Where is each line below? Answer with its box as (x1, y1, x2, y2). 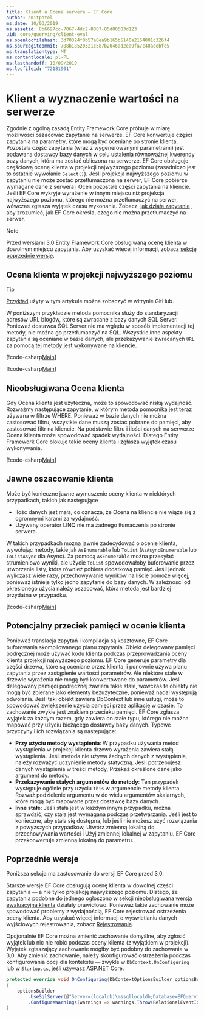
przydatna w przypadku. (6, 591, 68, 599)
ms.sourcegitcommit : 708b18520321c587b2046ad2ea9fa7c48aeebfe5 (6, 43, 170, 49)
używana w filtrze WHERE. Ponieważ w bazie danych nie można (6, 412, 167, 419)
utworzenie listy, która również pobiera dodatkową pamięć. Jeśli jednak (6, 565, 185, 572)
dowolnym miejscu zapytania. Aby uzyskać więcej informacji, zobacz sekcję (6, 245, 197, 253)
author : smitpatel (6, 15, 53, 21)
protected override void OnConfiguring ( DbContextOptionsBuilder (6, 977, 172, 983)
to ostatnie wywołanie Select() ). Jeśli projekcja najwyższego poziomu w (6, 170, 188, 177)
